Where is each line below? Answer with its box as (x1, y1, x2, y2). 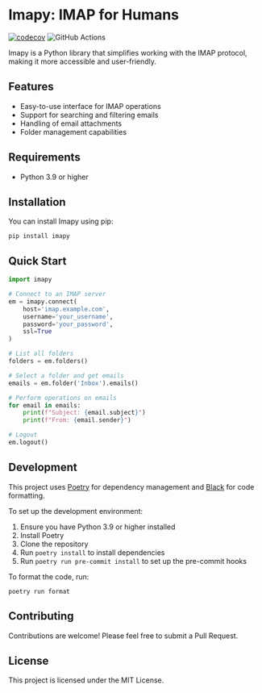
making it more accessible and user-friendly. (8, 56, 157, 66)
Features (8, 80, 54, 94)
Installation (8, 195, 66, 209)
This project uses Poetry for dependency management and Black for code (8, 482, 255, 491)
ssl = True (23, 328, 52, 336)
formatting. (8, 491, 46, 500)
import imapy (8, 276, 52, 284)
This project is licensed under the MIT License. (8, 675, 164, 685)
